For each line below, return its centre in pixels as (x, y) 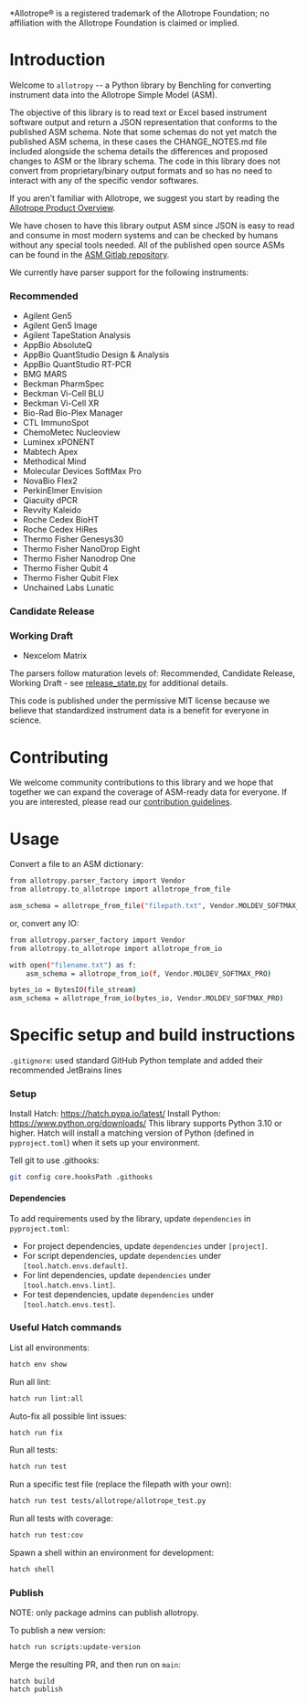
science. (26, 720)
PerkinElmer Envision (63, 491)
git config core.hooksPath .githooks (81, 1178)
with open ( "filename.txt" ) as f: (73, 965)
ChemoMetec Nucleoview (71, 432)
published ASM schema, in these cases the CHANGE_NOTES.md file (138, 142)
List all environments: (49, 1348)
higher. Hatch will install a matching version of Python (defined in (132, 1133)
